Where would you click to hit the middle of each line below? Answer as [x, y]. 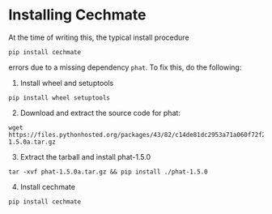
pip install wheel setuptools [59, 98]
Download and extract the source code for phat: [100, 113]
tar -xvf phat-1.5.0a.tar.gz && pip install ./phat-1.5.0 [108, 172]
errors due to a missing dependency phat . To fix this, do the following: [125, 67]
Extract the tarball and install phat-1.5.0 [85, 156]
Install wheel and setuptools [67, 83]
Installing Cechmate [77, 15]
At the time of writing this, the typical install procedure [99, 37]
